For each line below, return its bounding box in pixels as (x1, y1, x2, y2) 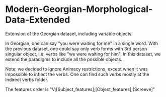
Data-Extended (5, 14, 70, 25)
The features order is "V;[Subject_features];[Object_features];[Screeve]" (5, 86, 155, 92)
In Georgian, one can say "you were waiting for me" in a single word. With (5, 40, 158, 46)
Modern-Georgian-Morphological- (5, 3, 153, 15)
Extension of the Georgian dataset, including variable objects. (5, 30, 133, 36)
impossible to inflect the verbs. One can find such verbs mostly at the (5, 71, 149, 77)
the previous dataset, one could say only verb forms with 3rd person (5, 45, 147, 51)
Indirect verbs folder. (5, 76, 49, 82)
